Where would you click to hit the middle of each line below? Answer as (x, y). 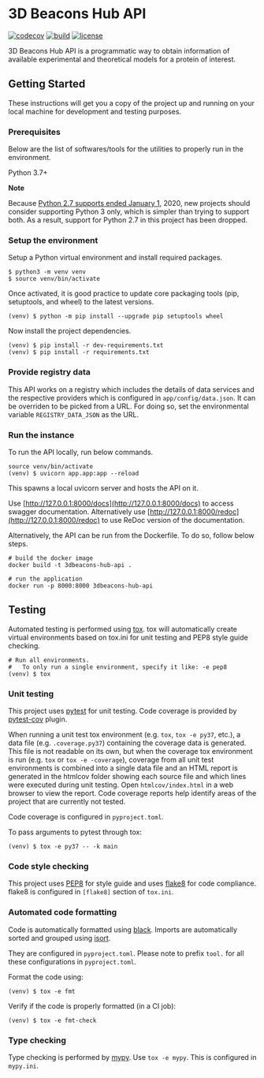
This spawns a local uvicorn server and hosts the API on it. (103, 488)
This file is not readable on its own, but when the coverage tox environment (130, 752)
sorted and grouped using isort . (59, 938)
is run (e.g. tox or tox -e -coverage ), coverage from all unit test (111, 760)
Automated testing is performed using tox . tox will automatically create (123, 629)
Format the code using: (46, 977)
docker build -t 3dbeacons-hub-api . (70, 565)
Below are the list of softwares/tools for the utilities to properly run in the (126, 149)
